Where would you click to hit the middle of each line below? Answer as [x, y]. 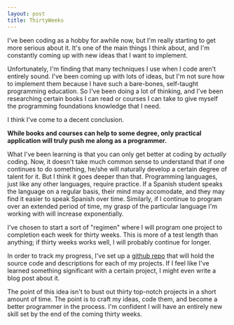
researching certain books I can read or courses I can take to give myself [113, 98]
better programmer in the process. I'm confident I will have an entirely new [115, 306]
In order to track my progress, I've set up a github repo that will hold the [111, 256]
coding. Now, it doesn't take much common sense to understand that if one [116, 161]
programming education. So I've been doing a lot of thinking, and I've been [115, 91]
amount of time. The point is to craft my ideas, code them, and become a [112, 299]
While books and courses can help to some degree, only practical [104, 133]
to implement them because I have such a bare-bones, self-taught [103, 83]
